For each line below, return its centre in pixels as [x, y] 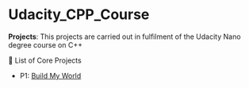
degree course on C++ [46, 44]
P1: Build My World [50, 75]
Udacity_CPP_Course [79, 15]
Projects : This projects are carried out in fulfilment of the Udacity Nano [125, 36]
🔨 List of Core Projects [45, 60]
